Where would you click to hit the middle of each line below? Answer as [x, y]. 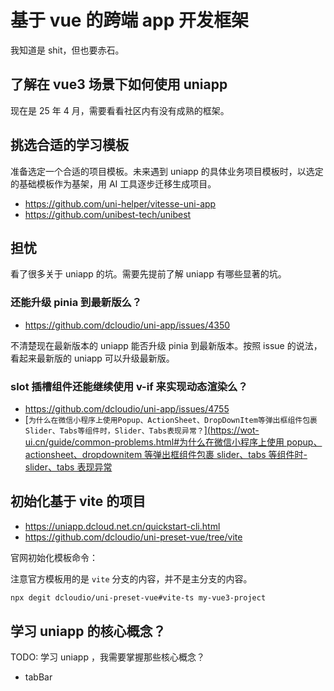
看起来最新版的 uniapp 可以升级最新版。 [92, 358]
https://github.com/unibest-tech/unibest [108, 214]
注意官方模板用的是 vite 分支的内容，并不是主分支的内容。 [131, 578]
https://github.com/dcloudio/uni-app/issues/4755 [127, 408]
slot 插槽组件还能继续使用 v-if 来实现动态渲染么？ [129, 386]
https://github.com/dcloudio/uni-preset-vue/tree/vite [133, 537]
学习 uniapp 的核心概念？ [88, 631]
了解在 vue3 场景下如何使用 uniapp [119, 84]
